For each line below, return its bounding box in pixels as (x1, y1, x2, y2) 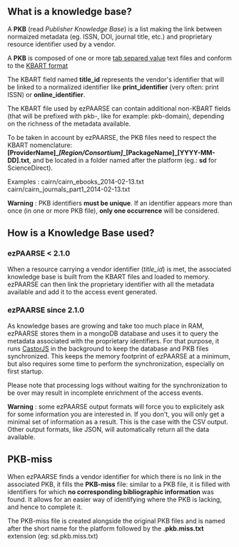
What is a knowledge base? (7, 6, 132, 18)
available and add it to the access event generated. (7, 287, 158, 296)
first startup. (7, 367, 44, 376)
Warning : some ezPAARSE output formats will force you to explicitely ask (7, 402, 225, 411)
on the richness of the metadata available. (7, 119, 131, 128)
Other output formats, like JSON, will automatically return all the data (7, 425, 210, 433)
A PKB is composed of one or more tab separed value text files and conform (7, 54, 232, 62)
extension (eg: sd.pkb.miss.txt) (7, 531, 98, 540)
